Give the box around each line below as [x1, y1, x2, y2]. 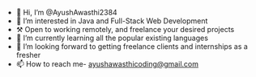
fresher [15, 51, 41, 59]
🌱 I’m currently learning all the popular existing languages [15, 33, 209, 43]
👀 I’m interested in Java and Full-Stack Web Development [15, 16, 208, 26]
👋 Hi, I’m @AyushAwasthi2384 [15, 8, 117, 17]
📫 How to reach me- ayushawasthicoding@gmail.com [15, 59, 198, 68]
